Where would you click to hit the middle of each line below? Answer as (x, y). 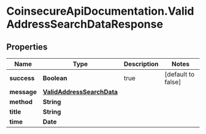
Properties (27, 47)
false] (173, 82)
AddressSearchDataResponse (85, 24)
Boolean (55, 78)
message (23, 92)
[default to (180, 74)
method (21, 102)
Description (141, 64)
